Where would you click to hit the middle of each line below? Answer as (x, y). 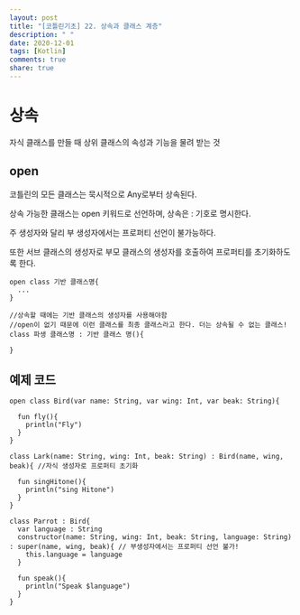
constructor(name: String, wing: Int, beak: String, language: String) (155, 537)
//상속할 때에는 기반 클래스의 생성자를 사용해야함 (88, 315)
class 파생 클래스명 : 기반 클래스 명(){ (77, 334)
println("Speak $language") (78, 587)
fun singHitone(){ (52, 482)
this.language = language (74, 555)
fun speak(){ (42, 579)
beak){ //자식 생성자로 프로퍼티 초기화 (74, 466)
